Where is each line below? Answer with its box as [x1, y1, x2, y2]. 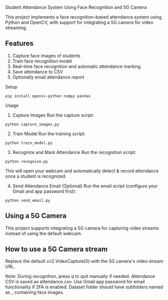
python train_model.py [5, 140, 53, 145]
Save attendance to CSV [12, 68, 63, 74]
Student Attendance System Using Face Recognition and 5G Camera [5, 5, 147, 10]
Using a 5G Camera [5, 211, 67, 220]
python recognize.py [5, 159, 49, 164]
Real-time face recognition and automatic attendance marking [12, 63, 141, 69]
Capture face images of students [12, 52, 81, 58]
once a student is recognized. [5, 173, 67, 179]
